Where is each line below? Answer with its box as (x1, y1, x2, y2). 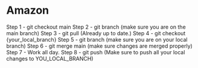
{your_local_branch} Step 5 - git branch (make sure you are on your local (6, 36, 188, 43)
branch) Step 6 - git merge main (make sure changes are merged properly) (6, 42, 193, 50)
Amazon (6, 4, 49, 17)
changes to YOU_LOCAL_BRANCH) (6, 55, 94, 62)
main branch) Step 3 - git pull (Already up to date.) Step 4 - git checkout (6, 29, 186, 36)
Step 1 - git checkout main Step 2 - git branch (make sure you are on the (6, 23, 186, 30)
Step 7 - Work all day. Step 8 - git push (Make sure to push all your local (6, 48, 185, 55)
